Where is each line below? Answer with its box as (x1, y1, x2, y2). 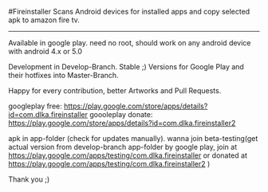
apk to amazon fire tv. (8, 15, 80, 25)
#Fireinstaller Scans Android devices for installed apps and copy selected (8, 7, 250, 16)
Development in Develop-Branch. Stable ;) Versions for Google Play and (8, 62, 245, 71)
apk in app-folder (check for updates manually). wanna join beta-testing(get (8, 134, 258, 143)
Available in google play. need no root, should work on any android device (8, 38, 251, 47)
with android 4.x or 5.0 (8, 47, 82, 56)
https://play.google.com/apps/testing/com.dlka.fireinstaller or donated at (8, 151, 247, 160)
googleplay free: (8, 101, 62, 111)
